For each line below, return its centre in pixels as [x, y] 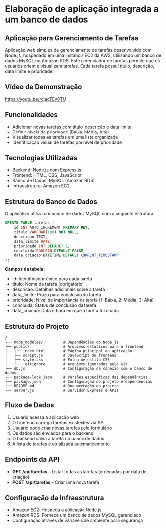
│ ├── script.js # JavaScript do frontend [61, 355]
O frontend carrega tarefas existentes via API [59, 422]
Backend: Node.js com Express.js [46, 170]
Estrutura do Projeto [37, 327]
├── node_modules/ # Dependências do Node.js [62, 342]
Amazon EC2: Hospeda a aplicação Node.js [57, 510]
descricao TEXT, [31, 237]
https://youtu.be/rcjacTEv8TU [36, 99]
